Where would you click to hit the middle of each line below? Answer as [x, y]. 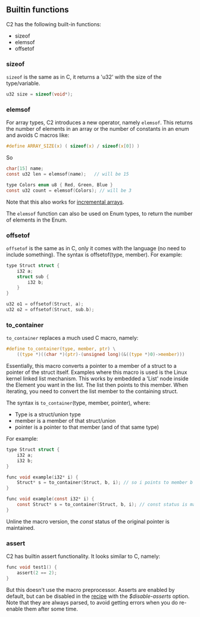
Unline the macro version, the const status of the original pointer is [88, 521]
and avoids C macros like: [38, 135]
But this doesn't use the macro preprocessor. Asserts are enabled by [90, 590]
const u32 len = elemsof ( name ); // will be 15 [68, 174]
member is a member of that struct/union [65, 421]
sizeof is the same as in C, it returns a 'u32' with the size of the [84, 77]
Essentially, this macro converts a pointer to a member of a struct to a [91, 366]
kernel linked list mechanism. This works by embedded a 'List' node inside [97, 378]
